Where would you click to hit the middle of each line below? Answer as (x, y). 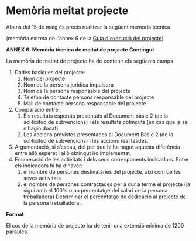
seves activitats (42, 178)
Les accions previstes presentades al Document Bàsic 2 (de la (98, 134)
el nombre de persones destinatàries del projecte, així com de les (102, 171)
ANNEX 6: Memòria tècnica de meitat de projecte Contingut (80, 49)
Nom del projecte (44, 78)
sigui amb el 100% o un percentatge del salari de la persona (95, 190)
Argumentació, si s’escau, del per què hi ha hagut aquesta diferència (97, 147)
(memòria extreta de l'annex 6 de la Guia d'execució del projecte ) (85, 38)
